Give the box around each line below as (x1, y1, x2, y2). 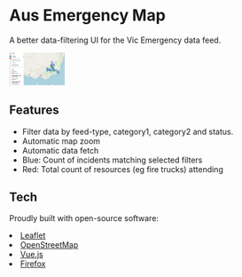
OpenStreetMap (20, 240, 79, 250)
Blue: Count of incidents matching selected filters (21, 154, 203, 165)
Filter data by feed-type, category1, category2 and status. (21, 126, 234, 137)
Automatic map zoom (21, 135, 100, 146)
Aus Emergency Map (9, 5, 166, 26)
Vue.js (20, 249, 43, 260)
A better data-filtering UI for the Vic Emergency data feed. (9, 35, 222, 45)
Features (9, 103, 59, 118)
